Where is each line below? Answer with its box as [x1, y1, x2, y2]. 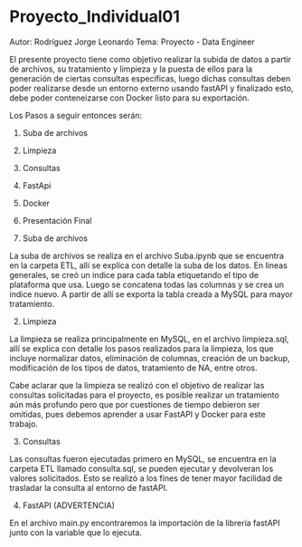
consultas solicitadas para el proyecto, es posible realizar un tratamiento [9, 389, 280, 400]
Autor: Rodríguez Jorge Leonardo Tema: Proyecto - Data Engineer [9, 36, 255, 47]
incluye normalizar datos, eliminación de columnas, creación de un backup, [9, 352, 291, 363]
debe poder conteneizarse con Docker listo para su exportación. [9, 92, 250, 103]
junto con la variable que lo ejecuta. [9, 527, 143, 538]
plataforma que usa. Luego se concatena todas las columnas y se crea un [9, 279, 285, 290]
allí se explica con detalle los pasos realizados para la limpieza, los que [9, 342, 274, 354]
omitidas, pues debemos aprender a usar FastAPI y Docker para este [9, 408, 266, 419]
